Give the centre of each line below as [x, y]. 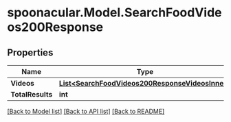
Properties [30, 52]
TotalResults [32, 94]
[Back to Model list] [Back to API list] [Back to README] [86, 111]
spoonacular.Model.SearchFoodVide [114, 13]
